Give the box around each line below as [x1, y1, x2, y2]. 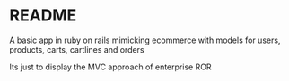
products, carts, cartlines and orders [9, 44, 145, 54]
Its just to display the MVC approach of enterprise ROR [9, 61, 213, 72]
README [9, 5, 77, 26]
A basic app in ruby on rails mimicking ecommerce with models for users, [9, 35, 281, 45]
